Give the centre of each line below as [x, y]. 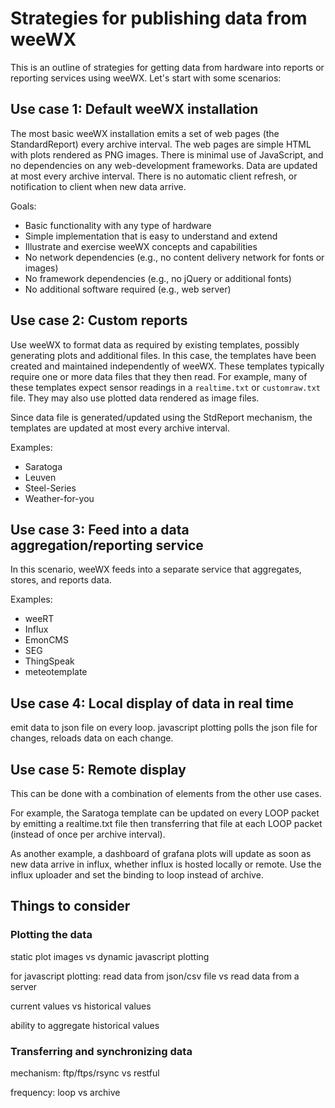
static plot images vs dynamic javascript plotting [110, 956]
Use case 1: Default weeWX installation [134, 109]
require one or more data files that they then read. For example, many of [159, 376]
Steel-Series [50, 488]
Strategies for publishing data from [159, 18]
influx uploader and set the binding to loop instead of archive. [137, 875]
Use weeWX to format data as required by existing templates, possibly [155, 344]
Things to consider [70, 906]
